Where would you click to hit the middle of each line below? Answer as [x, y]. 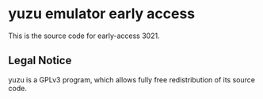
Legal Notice [40, 61]
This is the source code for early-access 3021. [84, 36]
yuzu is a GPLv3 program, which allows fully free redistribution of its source [132, 79]
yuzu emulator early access [102, 14]
